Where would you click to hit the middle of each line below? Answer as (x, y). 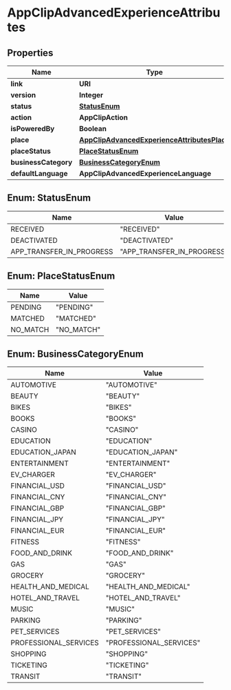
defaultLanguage (39, 174)
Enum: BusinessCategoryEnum (76, 354)
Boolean (92, 129)
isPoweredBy (33, 129)
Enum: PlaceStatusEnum (61, 276)
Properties (30, 53)
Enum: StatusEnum (49, 198)
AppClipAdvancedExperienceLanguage (145, 174)
